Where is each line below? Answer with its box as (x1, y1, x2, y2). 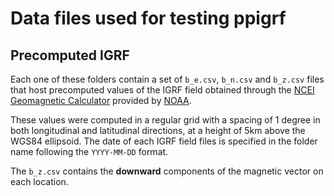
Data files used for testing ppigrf (10, 7, 287, 30)
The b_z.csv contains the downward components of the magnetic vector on (10, 165, 324, 177)
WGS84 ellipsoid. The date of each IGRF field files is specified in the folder (10, 135, 318, 147)
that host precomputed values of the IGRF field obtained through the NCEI (10, 84, 315, 96)
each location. (10, 176, 69, 187)
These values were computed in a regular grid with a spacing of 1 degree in (10, 114, 321, 126)
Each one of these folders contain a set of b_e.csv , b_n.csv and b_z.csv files (10, 73, 325, 85)
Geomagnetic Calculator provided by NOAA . (10, 95, 192, 106)
